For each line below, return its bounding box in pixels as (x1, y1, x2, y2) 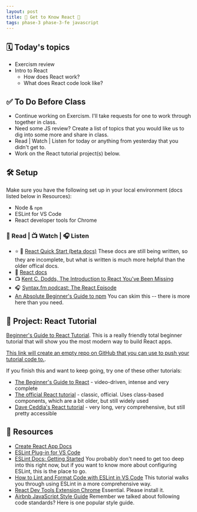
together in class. (14, 119, 57, 126)
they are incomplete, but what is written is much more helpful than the (14, 256, 185, 263)
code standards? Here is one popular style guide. (14, 499, 134, 506)
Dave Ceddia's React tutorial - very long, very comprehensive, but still (14, 403, 185, 411)
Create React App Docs (14, 442, 72, 449)
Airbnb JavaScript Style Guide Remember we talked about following (14, 493, 180, 500)
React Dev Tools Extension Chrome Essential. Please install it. (14, 486, 165, 493)
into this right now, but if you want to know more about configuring (14, 461, 177, 468)
